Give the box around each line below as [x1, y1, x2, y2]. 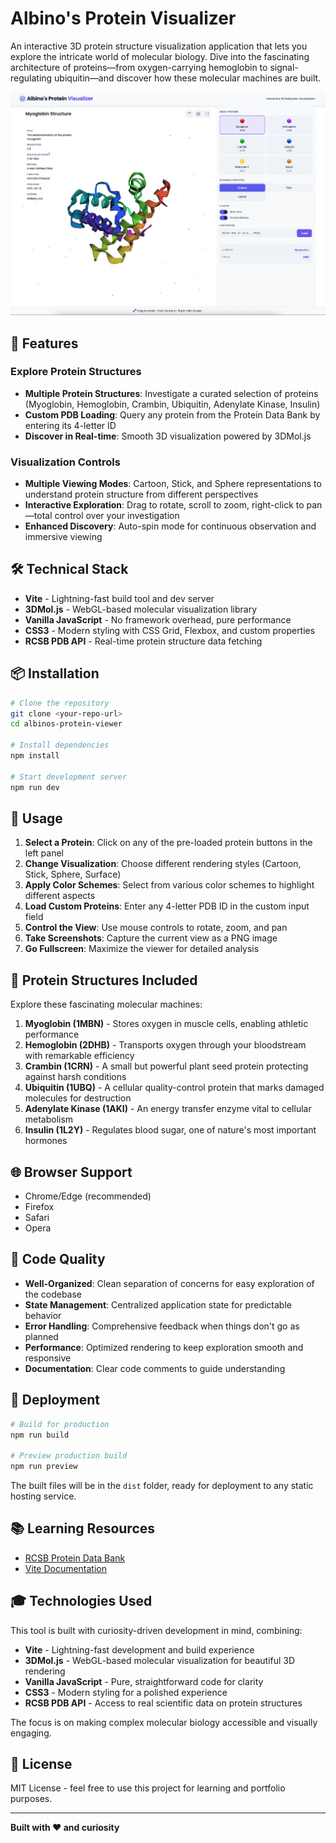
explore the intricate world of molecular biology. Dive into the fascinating [10, 50, 310, 62]
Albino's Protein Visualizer [10, 7, 237, 30]
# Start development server [10, 772, 128, 782]
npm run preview [10, 1462, 78, 1472]
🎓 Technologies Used [10, 1593, 153, 1610]
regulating [10, 72, 53, 84]
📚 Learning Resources [10, 1520, 156, 1537]
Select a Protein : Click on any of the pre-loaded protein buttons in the [24, 837, 313, 849]
